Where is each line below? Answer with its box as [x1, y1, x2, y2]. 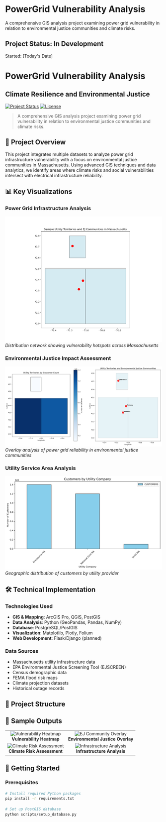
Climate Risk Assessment [8, 748, 63, 754]
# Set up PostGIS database [5, 807, 61, 812]
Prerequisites [5, 779, 38, 786]
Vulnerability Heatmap [11, 736, 60, 742]
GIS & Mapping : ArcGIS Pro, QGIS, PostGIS [12, 614, 101, 620]
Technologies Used [5, 602, 53, 609]
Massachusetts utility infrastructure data [12, 659, 95, 665]
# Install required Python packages [5, 791, 81, 796]
